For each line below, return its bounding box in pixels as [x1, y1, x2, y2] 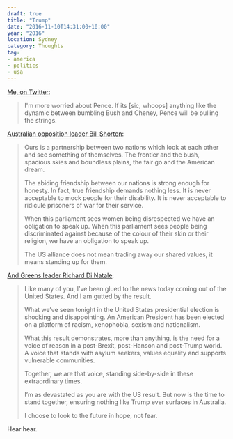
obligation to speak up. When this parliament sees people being [24, 222, 207, 230]
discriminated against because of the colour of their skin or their [24, 229, 209, 238]
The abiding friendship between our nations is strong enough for [24, 178, 210, 187]
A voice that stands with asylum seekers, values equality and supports [24, 348, 227, 357]
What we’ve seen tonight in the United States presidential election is [24, 305, 220, 314]
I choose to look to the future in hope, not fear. [24, 411, 158, 419]
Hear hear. [7, 424, 38, 433]
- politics [7, 62, 39, 69]
